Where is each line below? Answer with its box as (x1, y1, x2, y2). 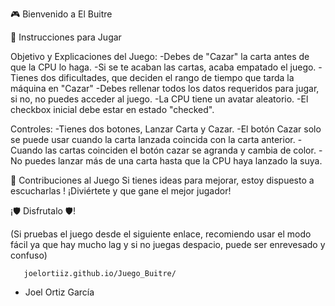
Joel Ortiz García (24, 286, 95, 298)
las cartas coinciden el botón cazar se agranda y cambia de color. (44, 144, 317, 156)
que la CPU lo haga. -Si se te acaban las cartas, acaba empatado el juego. (10, 61, 317, 73)
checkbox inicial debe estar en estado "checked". (10, 104, 215, 115)
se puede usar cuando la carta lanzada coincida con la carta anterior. (10, 134, 296, 145)
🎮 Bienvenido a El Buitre (10, 8, 113, 20)
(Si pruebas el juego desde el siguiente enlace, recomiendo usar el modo (10, 228, 312, 240)
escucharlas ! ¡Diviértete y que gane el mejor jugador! (10, 185, 232, 197)
